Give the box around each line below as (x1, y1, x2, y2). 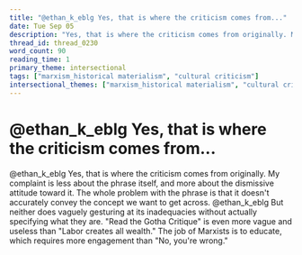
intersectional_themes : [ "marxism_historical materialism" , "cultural (9, 80, 280, 89)
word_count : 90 (9, 47, 67, 56)
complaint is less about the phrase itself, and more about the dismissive (9, 178, 274, 188)
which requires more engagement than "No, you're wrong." (9, 235, 229, 246)
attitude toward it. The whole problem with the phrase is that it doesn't (9, 187, 270, 198)
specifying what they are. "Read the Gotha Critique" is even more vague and (9, 215, 292, 226)
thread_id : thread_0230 (9, 38, 99, 48)
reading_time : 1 (9, 55, 70, 64)
